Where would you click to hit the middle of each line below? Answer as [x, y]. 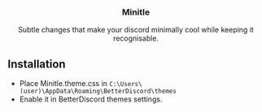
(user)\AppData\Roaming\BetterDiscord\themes [98, 92]
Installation [37, 64]
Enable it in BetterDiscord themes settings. [91, 99]
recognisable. [136, 38]
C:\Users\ [126, 84]
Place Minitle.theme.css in [63, 84]
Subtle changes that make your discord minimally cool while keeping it [136, 30]
